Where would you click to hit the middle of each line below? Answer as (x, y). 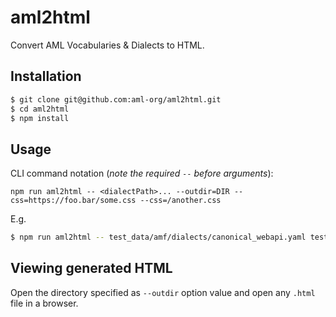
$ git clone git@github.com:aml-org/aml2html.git (116, 99)
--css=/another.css (180, 201)
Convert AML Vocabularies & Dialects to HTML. (107, 45)
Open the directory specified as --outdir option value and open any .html (163, 292)
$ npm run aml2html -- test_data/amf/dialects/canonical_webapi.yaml (158, 237)
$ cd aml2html (40, 109)
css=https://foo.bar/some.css (73, 201)
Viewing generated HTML (91, 268)
